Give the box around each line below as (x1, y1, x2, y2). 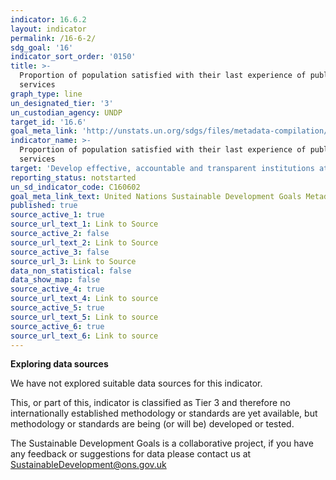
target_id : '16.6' (10, 117, 87, 127)
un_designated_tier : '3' (10, 98, 114, 108)
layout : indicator (10, 24, 87, 34)
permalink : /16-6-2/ (10, 33, 97, 43)
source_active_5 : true (10, 303, 105, 313)
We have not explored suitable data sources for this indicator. (10, 377, 263, 390)
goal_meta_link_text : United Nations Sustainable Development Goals (10, 191, 302, 201)
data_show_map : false (10, 275, 101, 285)
